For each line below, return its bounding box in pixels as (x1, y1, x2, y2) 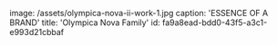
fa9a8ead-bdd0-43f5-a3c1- (162, 17, 268, 28)
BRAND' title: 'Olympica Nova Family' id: (9, 17, 161, 28)
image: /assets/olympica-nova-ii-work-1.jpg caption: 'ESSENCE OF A (9, 8, 269, 18)
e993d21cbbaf (9, 27, 65, 37)
